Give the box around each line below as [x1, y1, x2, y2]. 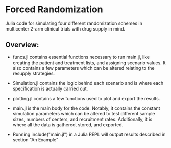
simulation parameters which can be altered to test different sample [12, 110, 155, 116]
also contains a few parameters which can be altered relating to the [12, 65, 155, 71]
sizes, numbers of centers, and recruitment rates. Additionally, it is [12, 116, 153, 122]
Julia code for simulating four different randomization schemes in [5, 20, 143, 26]
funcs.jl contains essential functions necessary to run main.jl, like [12, 54, 150, 60]
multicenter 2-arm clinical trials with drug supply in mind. [5, 25, 126, 32]
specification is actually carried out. [12, 85, 88, 92]
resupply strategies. [12, 70, 55, 76]
